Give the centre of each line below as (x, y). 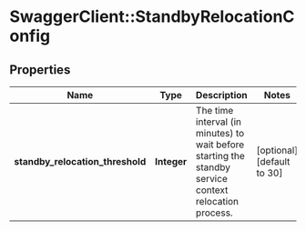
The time (214, 110)
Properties (40, 70)
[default (273, 161)
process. (214, 213)
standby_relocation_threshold (80, 161)
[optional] (277, 150)
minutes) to (220, 133)
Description (221, 95)
